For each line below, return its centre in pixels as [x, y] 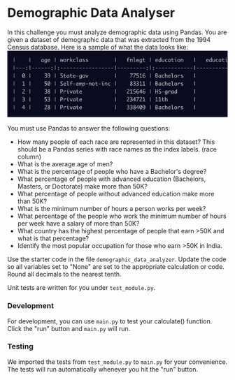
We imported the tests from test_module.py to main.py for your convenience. [117, 362]
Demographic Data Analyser [91, 13]
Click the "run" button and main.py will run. [69, 328]
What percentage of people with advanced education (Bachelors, [112, 179]
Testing [20, 346]
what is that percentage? [53, 238]
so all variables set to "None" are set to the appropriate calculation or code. [116, 267]
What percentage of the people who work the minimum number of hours [122, 216]
